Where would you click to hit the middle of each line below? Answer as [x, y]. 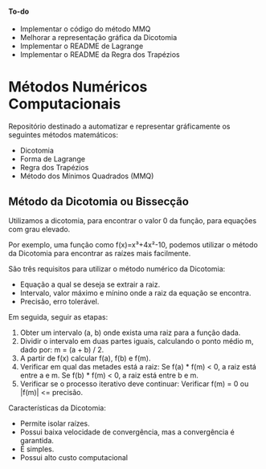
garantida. [37, 440]
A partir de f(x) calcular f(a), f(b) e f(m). [85, 358]
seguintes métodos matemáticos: [63, 135]
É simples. [37, 449]
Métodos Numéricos [78, 87]
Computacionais [65, 104]
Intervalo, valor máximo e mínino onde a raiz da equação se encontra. [135, 292]
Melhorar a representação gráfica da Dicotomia [98, 38]
